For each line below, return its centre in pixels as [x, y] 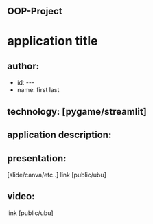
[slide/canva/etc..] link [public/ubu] [57, 175]
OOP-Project [35, 11]
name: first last [38, 90]
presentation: [37, 158]
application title [52, 41]
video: [21, 196]
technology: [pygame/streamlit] [77, 112]
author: [23, 66]
